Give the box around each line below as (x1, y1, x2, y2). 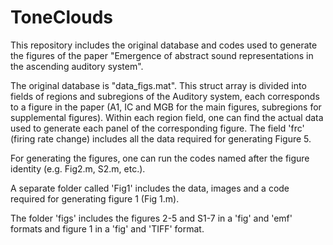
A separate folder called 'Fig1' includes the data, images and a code (10, 182, 290, 194)
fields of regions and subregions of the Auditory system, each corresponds (10, 90, 320, 102)
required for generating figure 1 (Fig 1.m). (10, 192, 180, 205)
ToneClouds (10, 6, 114, 29)
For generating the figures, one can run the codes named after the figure (10, 152, 310, 164)
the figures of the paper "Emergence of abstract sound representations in (10, 49, 314, 61)
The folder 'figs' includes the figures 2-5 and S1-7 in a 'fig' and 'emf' (10, 212, 293, 224)
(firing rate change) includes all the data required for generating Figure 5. (10, 132, 312, 145)
